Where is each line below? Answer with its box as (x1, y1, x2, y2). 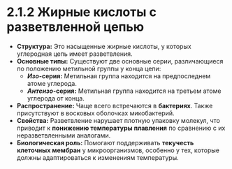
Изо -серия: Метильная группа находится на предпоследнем (27, 71, 211, 80)
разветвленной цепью (6, 19, 145, 35)
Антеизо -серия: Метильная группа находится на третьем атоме (27, 87, 222, 95)
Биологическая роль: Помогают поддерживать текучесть (16, 138, 194, 147)
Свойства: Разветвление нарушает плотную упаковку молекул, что (16, 116, 221, 124)
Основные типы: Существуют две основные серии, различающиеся (16, 57, 224, 65)
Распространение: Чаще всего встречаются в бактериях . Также (16, 101, 213, 110)
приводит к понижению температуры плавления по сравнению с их (16, 124, 226, 132)
